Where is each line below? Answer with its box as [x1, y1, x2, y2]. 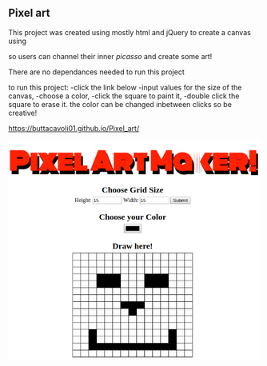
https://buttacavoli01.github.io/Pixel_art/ [8, 123, 140, 133]
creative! [8, 108, 38, 117]
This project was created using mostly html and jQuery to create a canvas [8, 27, 252, 37]
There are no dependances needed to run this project [8, 67, 185, 77]
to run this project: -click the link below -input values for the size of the [8, 82, 242, 92]
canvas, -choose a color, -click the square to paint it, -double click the [8, 91, 240, 101]
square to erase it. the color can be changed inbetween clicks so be [8, 99, 232, 109]
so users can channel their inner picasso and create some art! [8, 51, 213, 61]
